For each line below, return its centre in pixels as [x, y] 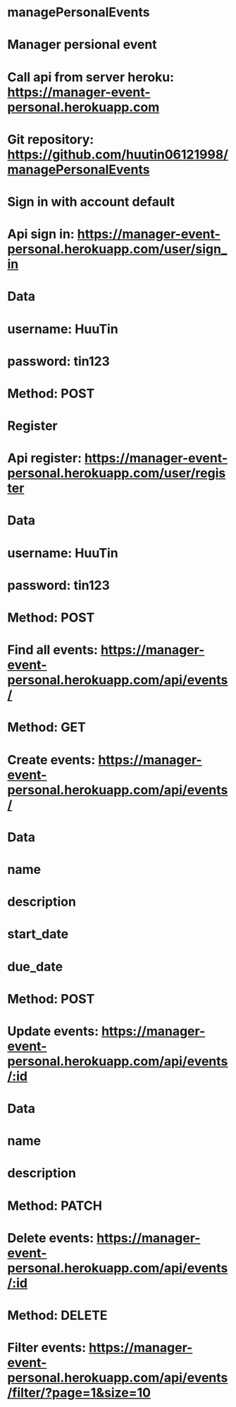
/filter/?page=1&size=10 [79, 1393]
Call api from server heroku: [91, 77]
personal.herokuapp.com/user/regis [117, 473]
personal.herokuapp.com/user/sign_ [117, 249]
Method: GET [47, 727]
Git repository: [51, 139]
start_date [38, 934]
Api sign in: [41, 234]
